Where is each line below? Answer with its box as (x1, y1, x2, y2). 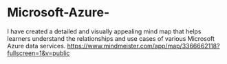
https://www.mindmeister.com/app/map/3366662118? (67, 42, 220, 50)
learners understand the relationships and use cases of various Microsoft (7, 34, 215, 42)
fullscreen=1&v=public (7, 49, 70, 57)
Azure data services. (7, 42, 66, 50)
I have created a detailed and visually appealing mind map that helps (7, 27, 202, 35)
